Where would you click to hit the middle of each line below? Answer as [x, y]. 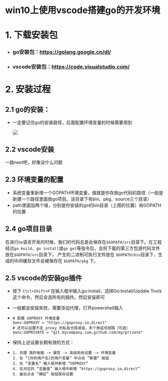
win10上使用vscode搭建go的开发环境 [83, 10]
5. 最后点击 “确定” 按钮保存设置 [43, 374]
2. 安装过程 [28, 90]
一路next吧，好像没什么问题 [34, 162]
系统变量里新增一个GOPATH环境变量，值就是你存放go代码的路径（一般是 [88, 193]
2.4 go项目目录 [29, 229]
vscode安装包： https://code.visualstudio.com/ [71, 67]
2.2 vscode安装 [30, 149]
